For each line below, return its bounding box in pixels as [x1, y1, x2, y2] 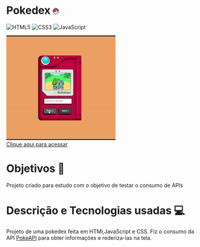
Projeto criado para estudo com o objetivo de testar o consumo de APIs [6, 181, 183, 189]
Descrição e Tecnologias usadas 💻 [6, 204, 185, 218]
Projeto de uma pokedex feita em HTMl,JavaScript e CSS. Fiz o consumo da [6, 228, 195, 235]
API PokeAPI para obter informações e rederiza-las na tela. [6, 234, 152, 241]
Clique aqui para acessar [6, 141, 68, 148]
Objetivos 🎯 [6, 162, 65, 175]
